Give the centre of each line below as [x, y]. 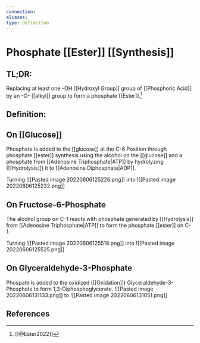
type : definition [28, 23]
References [28, 314]
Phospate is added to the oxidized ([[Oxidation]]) [66, 282]
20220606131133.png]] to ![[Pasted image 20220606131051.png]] [87, 295]
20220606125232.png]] [36, 186]
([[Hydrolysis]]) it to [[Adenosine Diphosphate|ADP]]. [71, 168]
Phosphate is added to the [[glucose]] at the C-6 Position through [87, 149]
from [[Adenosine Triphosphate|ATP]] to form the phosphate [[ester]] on [95, 225]
